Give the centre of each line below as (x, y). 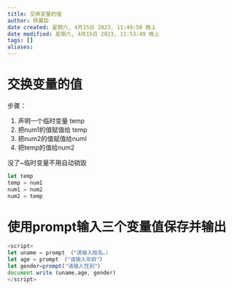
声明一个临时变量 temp (51, 120)
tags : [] (20, 41)
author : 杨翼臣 (28, 21)
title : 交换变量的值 (35, 14)
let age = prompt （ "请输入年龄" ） (56, 260)
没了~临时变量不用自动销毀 (47, 162)
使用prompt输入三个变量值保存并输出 (117, 227)
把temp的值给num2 (46, 147)
